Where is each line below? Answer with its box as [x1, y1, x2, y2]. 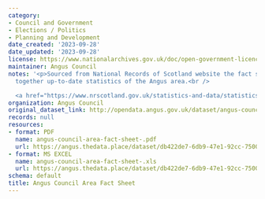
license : [8, 56, 37, 64]
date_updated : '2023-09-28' [8, 48, 101, 56]
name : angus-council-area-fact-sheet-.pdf [15, 135, 157, 143]
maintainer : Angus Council [8, 63, 97, 71]
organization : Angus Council [8, 99, 104, 107]
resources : [8, 121, 44, 129]
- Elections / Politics [8, 26, 87, 34]
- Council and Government [8, 19, 93, 27]
